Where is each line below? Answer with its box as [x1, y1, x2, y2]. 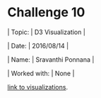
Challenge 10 [7, 4, 85, 21]
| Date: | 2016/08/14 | [7, 41, 69, 50]
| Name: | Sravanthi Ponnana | [7, 55, 95, 64]
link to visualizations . [7, 82, 69, 91]
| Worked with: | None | [7, 69, 75, 77]
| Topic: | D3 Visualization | [7, 28, 86, 36]
